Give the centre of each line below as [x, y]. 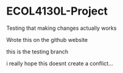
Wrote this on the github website [47, 40]
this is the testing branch [37, 51]
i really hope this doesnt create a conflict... [60, 63]
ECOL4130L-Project [57, 11]
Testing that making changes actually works [61, 28]
